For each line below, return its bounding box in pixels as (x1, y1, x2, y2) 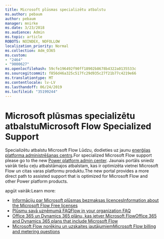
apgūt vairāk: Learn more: (5, 188, 56, 194)
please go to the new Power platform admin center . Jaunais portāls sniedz (5, 158, 155, 164)
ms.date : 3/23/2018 (5, 25, 45, 30)
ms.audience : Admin (5, 30, 45, 35)
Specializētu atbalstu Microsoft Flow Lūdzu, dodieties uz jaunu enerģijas (5, 147, 151, 153)
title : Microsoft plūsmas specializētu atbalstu (5, 7, 106, 12)
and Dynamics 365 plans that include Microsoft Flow (12, 218, 118, 224)
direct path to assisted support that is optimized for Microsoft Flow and (5, 173, 148, 179)
